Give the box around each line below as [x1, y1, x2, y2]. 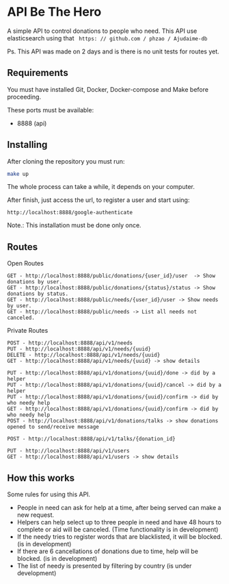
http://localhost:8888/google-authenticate [7, 210, 133, 216]
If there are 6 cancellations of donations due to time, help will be [16, 547, 198, 555]
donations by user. [7, 279, 63, 285]
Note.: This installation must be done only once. [7, 221, 142, 229]
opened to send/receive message [7, 424, 99, 431]
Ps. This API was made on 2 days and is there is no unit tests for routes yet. [7, 47, 220, 55]
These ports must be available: [7, 105, 94, 114]
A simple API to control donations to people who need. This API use [7, 27, 198, 35]
